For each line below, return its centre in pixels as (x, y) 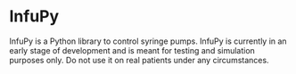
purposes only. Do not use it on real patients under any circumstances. (139, 60)
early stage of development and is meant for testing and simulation (132, 50)
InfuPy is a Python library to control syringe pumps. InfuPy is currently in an (148, 41)
